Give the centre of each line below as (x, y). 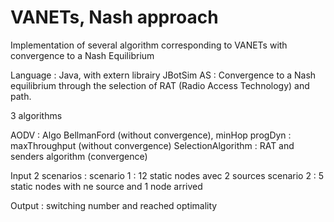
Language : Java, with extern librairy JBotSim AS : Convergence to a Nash (163, 75)
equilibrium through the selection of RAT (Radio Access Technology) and (160, 85)
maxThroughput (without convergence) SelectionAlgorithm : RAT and (152, 145)
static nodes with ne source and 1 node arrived (106, 186)
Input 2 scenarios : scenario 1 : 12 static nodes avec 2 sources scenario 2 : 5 (167, 175)
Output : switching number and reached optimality (114, 205)
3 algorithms (36, 115)
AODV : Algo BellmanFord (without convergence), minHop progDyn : (151, 135)
